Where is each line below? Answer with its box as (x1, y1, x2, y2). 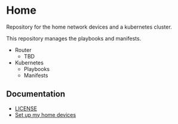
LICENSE (14, 105, 38, 112)
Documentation (6, 89, 66, 99)
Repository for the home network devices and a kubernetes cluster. (6, 23, 172, 30)
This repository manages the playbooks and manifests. (6, 35, 142, 42)
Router (14, 46, 32, 54)
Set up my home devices (14, 111, 76, 118)
